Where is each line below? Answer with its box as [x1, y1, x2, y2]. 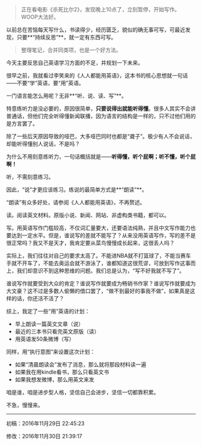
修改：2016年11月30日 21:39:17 [6, 432, 82, 440]
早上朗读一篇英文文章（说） [14, 321, 84, 327]
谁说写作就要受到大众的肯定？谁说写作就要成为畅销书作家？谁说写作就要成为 [6, 280, 196, 287]
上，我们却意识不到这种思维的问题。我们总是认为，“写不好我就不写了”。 [6, 267, 185, 274]
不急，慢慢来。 [6, 402, 43, 408]
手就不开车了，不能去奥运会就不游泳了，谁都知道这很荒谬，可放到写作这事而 [6, 259, 196, 267]
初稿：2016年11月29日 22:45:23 [6, 420, 85, 427]
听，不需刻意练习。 [6, 174, 54, 180]
